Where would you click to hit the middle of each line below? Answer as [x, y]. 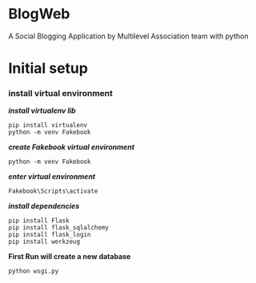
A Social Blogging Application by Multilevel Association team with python [128, 36]
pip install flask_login [50, 235]
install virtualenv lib [42, 111]
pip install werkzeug [44, 242]
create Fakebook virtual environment [71, 147]
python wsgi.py [34, 271]
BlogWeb [39, 14]
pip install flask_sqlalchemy [59, 228]
